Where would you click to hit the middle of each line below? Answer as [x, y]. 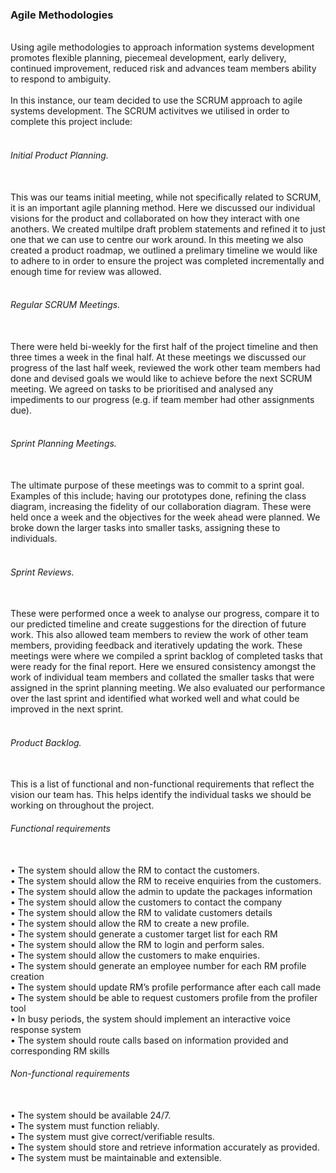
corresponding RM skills [60, 1050]
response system [46, 1029]
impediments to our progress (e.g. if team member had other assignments [162, 399]
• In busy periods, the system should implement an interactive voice [151, 1019]
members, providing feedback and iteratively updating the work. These [156, 645]
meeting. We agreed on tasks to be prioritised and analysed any [142, 389]
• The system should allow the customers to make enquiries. [135, 955]
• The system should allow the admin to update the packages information [161, 891]
